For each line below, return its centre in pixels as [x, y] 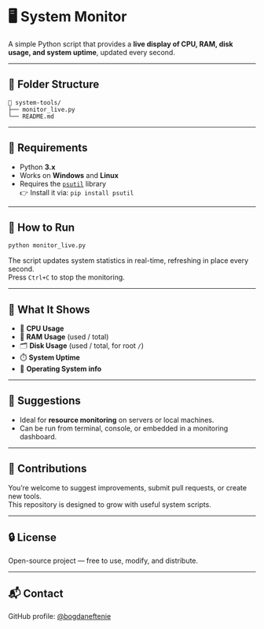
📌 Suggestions [44, 401]
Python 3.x [37, 167]
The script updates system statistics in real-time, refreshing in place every [128, 261]
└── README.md [31, 117]
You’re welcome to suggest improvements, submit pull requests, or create [128, 487]
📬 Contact [36, 593]
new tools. [25, 496]
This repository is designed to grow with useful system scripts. [110, 504]
